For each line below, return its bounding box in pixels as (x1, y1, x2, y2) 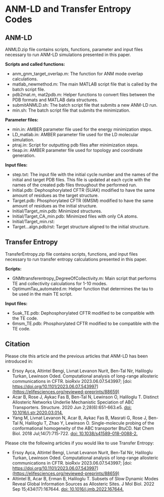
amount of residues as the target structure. (12, 193, 99, 198)
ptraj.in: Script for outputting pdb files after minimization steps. (12, 142, 139, 148)
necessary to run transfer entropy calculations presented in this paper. (5, 256, 147, 262)
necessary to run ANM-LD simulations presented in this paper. (5, 52, 131, 58)
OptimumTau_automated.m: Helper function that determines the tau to (12, 286, 153, 292)
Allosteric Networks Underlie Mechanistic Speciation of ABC (12, 399, 134, 405)
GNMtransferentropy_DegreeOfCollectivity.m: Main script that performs (12, 275, 157, 281)
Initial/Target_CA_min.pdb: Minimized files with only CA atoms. (12, 213, 139, 219)
